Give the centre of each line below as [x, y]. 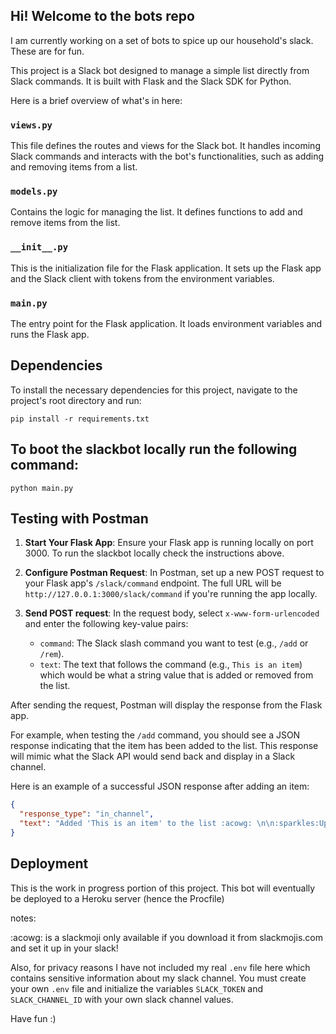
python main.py [42, 488]
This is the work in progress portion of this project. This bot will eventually [163, 888]
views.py [31, 125]
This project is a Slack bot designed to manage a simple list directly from [160, 70]
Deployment [49, 864]
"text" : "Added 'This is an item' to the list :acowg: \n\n [147, 824]
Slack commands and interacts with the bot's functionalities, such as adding [167, 156]
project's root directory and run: [76, 400]
